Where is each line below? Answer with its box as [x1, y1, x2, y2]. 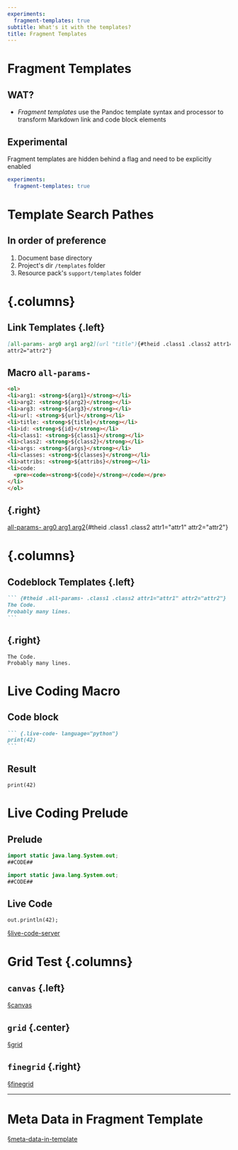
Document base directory [17, 253, 93, 262]
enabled [7, 163, 31, 171]
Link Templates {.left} [7, 322, 105, 334]
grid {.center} [7, 1022, 71, 1034]
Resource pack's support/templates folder [17, 268, 142, 277]
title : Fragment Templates [7, 30, 87, 38]
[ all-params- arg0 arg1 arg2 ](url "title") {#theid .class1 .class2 [7, 340, 211, 348]
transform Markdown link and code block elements [17, 115, 166, 124]
